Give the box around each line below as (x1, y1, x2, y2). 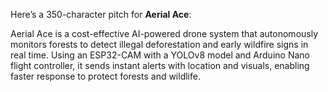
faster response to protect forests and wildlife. (10, 70, 201, 82)
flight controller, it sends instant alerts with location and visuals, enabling (10, 60, 310, 71)
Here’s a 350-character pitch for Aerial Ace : (10, 9, 192, 20)
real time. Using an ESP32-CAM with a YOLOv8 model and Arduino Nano (10, 49, 310, 61)
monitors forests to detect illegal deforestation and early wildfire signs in (10, 39, 309, 50)
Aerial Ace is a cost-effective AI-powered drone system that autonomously (10, 28, 319, 39)
